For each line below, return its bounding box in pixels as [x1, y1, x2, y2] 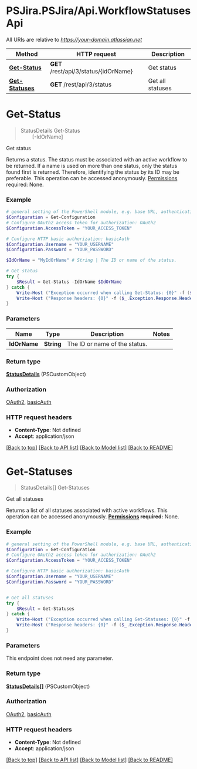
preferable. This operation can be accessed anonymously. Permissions [6, 174, 178, 181]
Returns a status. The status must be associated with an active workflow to [6, 156, 188, 163]
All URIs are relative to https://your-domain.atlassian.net [6, 36, 142, 43]
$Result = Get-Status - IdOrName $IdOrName [16, 279, 122, 285]
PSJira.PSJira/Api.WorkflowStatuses [6, 4, 191, 18]
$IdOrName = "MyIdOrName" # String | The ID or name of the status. [6, 257, 177, 264]
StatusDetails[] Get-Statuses [20, 484, 90, 491]
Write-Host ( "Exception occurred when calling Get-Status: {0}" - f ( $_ [16, 289, 195, 296]
